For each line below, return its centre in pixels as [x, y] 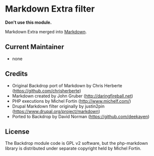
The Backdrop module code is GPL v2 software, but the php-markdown [77, 143]
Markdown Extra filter [50, 9]
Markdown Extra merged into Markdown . [46, 31]
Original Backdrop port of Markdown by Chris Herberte [67, 85]
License [17, 132]
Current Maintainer [34, 47]
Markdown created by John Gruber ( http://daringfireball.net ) [73, 96]
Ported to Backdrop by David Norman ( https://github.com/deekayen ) [81, 116]
